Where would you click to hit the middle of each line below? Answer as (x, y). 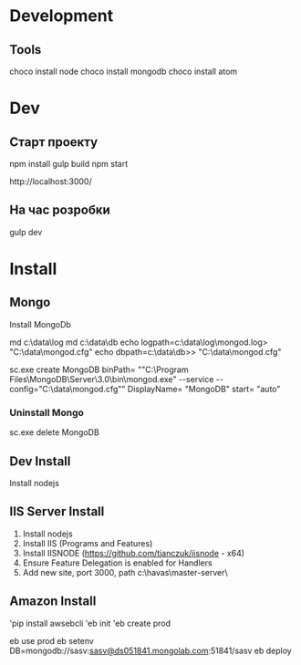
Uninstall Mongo (47, 412)
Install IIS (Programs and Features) (88, 543)
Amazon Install (53, 602)
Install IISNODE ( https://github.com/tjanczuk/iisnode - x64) (133, 553)
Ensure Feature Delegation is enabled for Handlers (117, 563)
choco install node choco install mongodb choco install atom (124, 71)
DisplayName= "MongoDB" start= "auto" (204, 389)
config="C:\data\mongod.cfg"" (67, 389)
